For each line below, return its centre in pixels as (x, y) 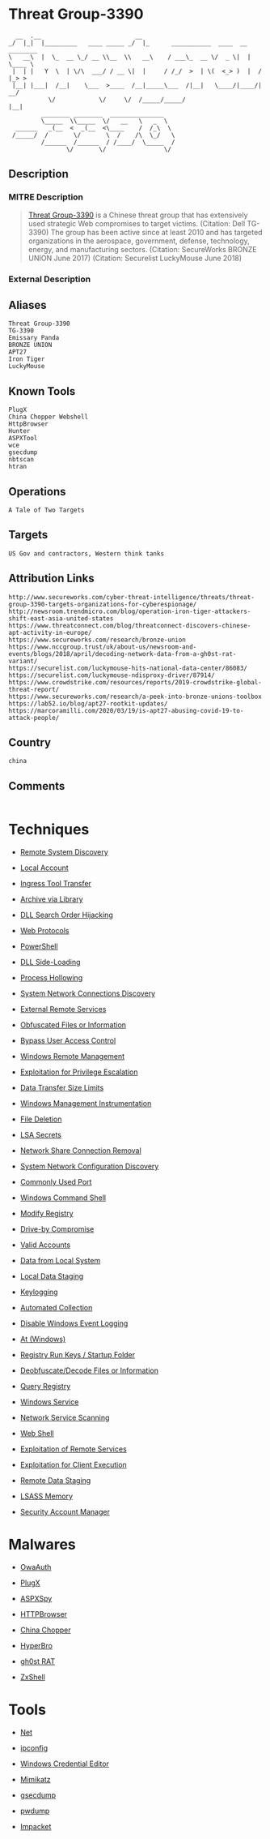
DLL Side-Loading (50, 962)
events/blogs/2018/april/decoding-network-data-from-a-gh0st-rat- (122, 654)
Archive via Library (51, 899)
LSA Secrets (41, 1135)
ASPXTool (23, 439)
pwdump (35, 1811)
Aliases (27, 305)
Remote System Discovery (64, 852)
